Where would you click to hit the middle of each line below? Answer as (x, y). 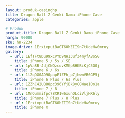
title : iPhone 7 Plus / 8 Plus (47, 98)
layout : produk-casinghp (31, 10)
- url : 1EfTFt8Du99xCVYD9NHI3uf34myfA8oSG (55, 56)
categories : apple (24, 19)
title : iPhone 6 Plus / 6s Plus (48, 80)
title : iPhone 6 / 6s (37, 70)
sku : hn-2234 (19, 42)
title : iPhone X (31, 108)
